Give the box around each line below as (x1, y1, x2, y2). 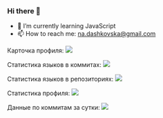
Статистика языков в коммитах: (7, 61, 102, 69)
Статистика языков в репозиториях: (7, 75, 114, 83)
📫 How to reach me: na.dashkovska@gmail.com (17, 30, 156, 38)
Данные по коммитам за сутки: (7, 104, 100, 112)
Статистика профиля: (7, 89, 70, 97)
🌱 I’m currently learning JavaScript (17, 22, 116, 30)
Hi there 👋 (7, 6, 41, 16)
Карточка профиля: (7, 46, 64, 55)
